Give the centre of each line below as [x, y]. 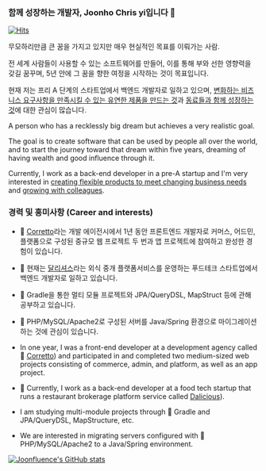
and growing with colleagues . [56, 190]
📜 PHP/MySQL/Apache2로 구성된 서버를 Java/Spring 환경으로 [118, 321]
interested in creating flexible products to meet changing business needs [128, 182]
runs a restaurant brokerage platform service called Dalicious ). [122, 396]
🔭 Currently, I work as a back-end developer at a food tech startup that [135, 388]
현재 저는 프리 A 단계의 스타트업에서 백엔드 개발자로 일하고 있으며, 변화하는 [124, 90]
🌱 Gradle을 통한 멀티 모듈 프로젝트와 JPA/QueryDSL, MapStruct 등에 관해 [135, 294]
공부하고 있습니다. [47, 304]
